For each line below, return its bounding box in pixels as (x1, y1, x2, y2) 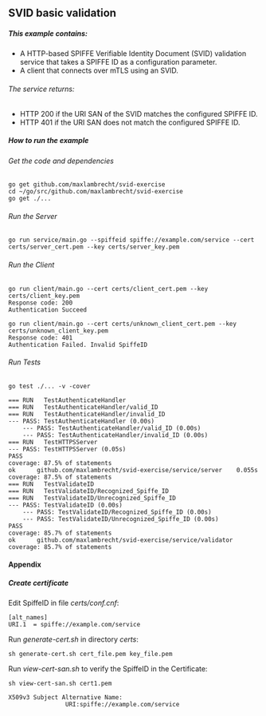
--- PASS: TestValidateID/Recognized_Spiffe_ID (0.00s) (22, 507, 213, 516)
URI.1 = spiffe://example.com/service (8, 621, 141, 629)
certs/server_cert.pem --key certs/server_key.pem (8, 243, 180, 251)
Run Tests (8, 357, 41, 367)
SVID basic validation (8, 6, 117, 20)
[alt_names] (8, 614, 48, 622)
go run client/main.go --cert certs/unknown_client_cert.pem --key (8, 320, 237, 328)
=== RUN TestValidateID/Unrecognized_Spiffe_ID (8, 494, 177, 502)
